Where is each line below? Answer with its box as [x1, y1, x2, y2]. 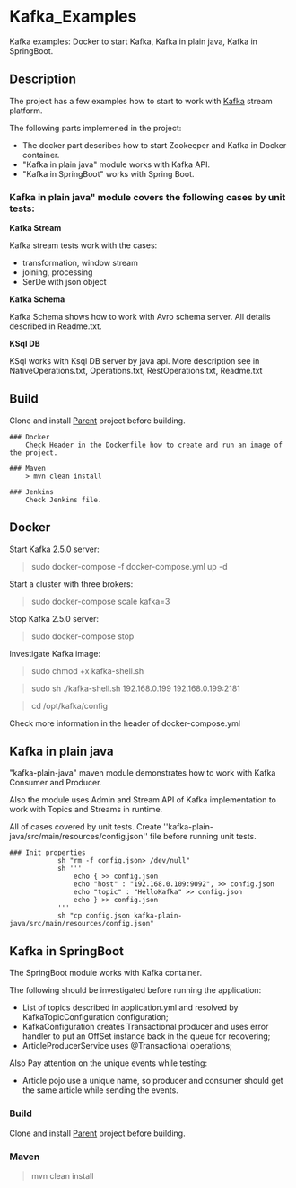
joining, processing [22, 267, 93, 278]
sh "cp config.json [57, 911, 130, 920]
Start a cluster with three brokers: [9, 578, 134, 590]
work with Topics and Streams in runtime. [9, 804, 163, 815]
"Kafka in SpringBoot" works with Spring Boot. [22, 168, 195, 179]
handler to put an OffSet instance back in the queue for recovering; [22, 1031, 271, 1042]
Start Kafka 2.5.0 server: [9, 544, 100, 554]
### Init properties [9, 848, 87, 857]
